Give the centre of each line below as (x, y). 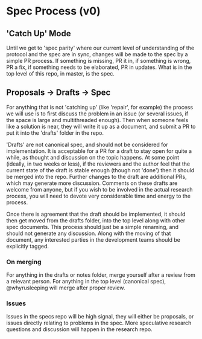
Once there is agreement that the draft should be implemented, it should (96, 214)
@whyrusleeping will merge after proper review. (66, 288)
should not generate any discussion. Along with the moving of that (89, 233)
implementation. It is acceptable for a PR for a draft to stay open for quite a (99, 151)
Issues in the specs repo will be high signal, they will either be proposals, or (100, 317)
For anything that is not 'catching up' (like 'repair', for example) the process (100, 107)
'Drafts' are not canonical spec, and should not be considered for (87, 144)
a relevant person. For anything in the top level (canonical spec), (86, 282)
